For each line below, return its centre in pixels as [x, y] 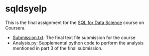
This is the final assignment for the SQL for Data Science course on [75, 22]
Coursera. [16, 27]
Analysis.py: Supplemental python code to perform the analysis [78, 42]
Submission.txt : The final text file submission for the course [74, 37]
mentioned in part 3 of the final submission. [57, 48]
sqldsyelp [26, 9]
